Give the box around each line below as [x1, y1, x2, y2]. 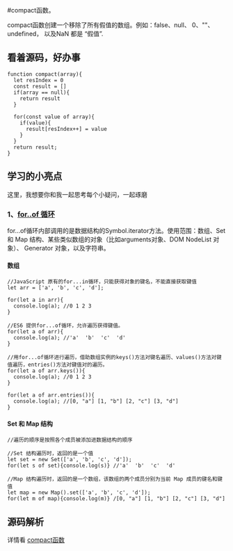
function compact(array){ [7, 70, 82, 78]
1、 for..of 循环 [7, 209, 56, 219]
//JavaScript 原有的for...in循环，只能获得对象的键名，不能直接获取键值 [7, 278, 197, 285]
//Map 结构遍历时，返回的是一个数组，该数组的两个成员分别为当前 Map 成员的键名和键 [7, 476, 223, 483]
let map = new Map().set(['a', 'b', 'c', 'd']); [7, 489, 151, 496]
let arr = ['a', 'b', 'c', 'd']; [7, 285, 104, 292]
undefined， [7, 30, 43, 38]
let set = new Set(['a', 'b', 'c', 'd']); [7, 456, 132, 463]
